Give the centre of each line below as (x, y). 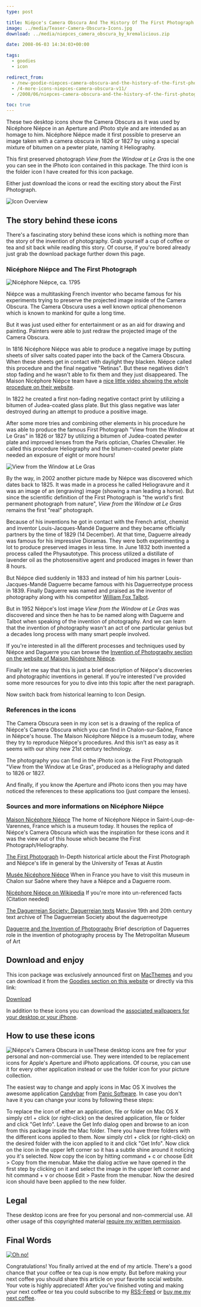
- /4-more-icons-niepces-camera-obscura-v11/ (69, 88)
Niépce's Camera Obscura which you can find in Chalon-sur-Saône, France (99, 730)
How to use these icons (51, 1036)
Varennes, (19, 826)
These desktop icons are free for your (140, 1050)
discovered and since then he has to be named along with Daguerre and (95, 615)
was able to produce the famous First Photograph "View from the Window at (100, 430)
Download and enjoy (45, 960)
